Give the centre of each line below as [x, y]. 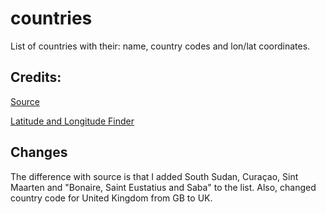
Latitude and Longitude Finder [72, 121]
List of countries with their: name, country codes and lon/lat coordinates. [160, 46]
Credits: [36, 77]
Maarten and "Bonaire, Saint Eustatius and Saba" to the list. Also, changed [163, 187]
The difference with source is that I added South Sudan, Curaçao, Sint [154, 176]
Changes [39, 152]
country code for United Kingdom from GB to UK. [111, 198]
